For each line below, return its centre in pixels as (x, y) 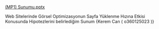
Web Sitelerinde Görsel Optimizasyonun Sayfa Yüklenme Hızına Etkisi (75, 16)
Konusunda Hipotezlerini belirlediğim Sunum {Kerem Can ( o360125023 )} (80, 22)
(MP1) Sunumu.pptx (25, 7)
